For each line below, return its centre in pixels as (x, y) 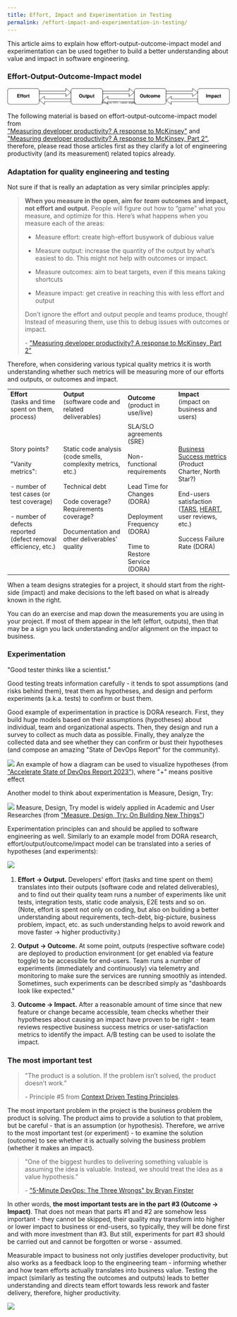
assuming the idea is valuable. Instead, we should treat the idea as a (124, 1169)
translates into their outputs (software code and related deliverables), (118, 887)
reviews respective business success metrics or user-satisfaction (113, 1027)
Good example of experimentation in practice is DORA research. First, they (116, 712)
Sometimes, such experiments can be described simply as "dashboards (122, 983)
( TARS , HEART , (200, 509)
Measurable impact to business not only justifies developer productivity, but (117, 1256)
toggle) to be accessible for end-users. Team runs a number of (109, 960)
